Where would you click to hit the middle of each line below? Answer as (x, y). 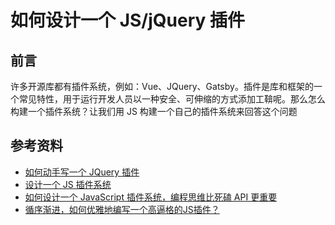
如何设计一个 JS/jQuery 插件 (127, 20)
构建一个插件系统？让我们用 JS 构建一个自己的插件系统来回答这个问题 (154, 111)
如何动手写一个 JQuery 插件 (82, 172)
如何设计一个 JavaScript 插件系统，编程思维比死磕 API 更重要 (151, 197)
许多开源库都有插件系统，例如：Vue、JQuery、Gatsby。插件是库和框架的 (162, 86)
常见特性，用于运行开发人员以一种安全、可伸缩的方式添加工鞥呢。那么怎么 (172, 99)
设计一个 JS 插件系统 (68, 184)
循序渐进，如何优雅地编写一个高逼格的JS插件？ (122, 209)
